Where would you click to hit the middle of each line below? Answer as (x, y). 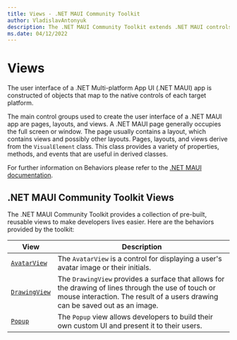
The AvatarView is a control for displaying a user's (140, 259)
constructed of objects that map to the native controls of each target (107, 95)
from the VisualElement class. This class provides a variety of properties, (114, 147)
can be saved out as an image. (108, 305)
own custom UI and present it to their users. (130, 326)
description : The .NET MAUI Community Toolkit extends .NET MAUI (105, 27)
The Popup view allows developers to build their (135, 317)
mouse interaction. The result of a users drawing (138, 297)
